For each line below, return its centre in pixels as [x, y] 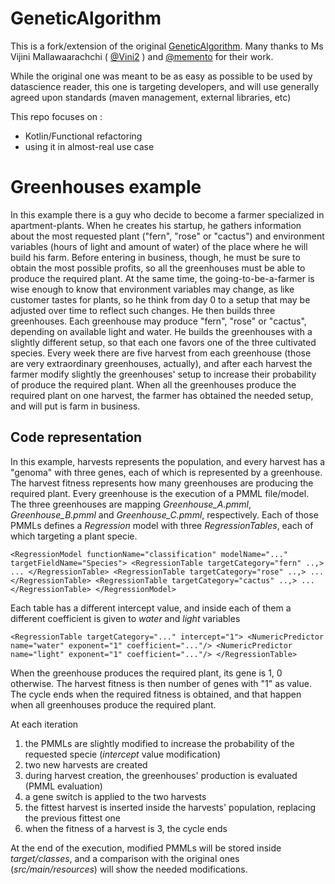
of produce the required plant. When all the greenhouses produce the [153, 384]
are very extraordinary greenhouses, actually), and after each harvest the [161, 363]
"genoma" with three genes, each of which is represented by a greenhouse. [166, 472]
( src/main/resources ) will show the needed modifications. [129, 869]
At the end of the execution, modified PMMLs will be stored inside [146, 848]
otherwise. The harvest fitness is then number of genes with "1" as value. [161, 683]
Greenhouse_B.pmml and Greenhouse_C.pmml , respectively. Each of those [164, 514]
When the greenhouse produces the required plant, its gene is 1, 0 [146, 673]
